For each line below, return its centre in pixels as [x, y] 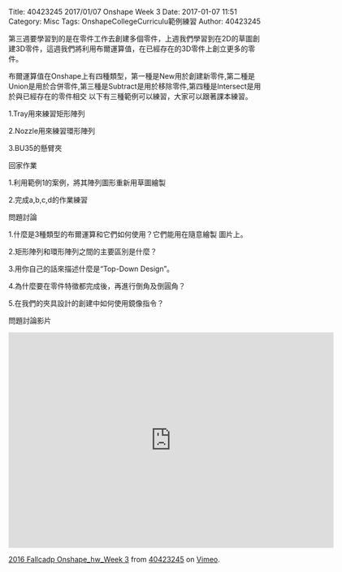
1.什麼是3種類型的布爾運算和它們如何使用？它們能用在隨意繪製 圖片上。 [128, 234]
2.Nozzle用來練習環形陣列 [52, 131]
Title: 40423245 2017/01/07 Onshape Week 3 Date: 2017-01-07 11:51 [123, 12]
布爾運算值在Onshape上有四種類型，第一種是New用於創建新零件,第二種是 [132, 76]
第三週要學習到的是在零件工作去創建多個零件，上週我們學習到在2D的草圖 [131, 39]
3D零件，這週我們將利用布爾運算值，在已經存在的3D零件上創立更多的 [132, 49]
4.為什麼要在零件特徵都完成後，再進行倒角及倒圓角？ [97, 286]
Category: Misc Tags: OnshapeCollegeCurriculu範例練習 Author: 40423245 [135, 21]
